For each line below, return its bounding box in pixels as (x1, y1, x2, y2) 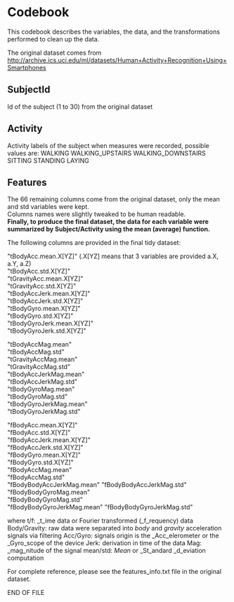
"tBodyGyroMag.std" (7, 392, 68, 401)
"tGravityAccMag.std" (7, 363, 71, 371)
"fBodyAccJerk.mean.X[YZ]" (7, 436, 91, 444)
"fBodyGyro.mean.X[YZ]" (7, 450, 81, 460)
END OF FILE (7, 589, 45, 597)
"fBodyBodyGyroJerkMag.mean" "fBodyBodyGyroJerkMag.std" (7, 503, 193, 511)
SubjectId (7, 83, 51, 95)
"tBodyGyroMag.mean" (7, 385, 75, 394)
